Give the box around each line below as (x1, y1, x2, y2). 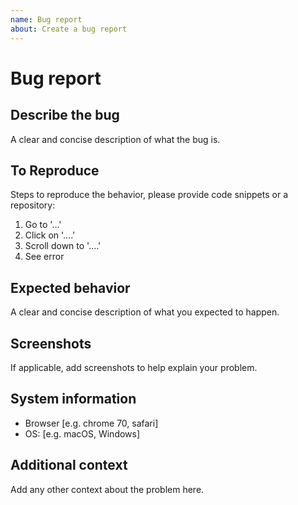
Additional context (10, 457, 128, 474)
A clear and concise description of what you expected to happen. (10, 306, 280, 318)
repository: (10, 199, 56, 211)
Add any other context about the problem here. (10, 483, 205, 495)
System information (10, 391, 137, 408)
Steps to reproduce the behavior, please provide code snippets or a (10, 189, 288, 201)
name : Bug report (10, 14, 83, 25)
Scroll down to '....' (24, 240, 102, 252)
